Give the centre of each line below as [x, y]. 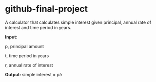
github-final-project [47, 9]
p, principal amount [25, 46]
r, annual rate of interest [29, 65]
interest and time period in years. [38, 27]
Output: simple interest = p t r [34, 74]
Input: [11, 37]
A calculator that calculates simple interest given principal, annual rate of [78, 22]
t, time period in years [27, 56]
